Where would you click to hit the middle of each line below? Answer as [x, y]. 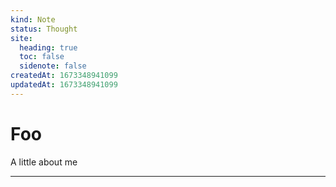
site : [21, 38]
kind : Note [33, 19]
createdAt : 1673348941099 [64, 76]
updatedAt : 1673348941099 [64, 85]
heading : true [48, 47]
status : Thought [44, 29]
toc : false [42, 57]
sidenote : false [53, 66]
